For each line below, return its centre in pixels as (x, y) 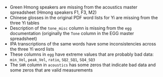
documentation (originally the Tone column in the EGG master (72, 33)
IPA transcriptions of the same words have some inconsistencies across (83, 44)
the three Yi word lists (32, 49)
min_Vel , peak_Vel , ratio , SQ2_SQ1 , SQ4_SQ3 (52, 59)
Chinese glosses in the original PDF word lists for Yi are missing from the (84, 18)
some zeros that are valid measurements (51, 70)
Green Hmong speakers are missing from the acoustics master (73, 7)
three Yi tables (24, 23)
